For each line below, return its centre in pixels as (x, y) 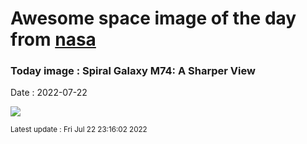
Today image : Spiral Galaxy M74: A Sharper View (133, 71)
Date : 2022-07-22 (49, 93)
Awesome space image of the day (153, 18)
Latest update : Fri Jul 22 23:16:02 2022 (79, 130)
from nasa (53, 39)
